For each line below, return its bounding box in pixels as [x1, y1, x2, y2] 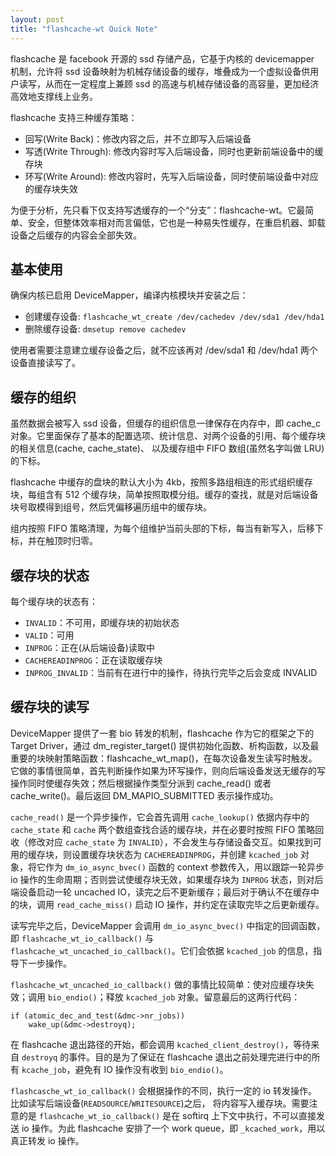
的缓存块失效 [24, 182, 78, 195]
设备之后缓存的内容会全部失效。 [10, 229, 142, 241]
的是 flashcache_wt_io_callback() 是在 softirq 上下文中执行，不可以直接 [18, 1109, 317, 1121]
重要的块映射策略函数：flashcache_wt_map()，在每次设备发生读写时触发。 [10, 752, 318, 764]
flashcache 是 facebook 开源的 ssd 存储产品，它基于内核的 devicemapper [10, 52, 315, 65]
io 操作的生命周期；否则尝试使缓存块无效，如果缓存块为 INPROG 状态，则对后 [10, 873, 324, 885]
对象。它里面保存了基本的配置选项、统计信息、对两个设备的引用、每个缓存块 [10, 430, 326, 442]
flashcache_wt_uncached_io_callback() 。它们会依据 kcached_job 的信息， [10, 944, 314, 956]
